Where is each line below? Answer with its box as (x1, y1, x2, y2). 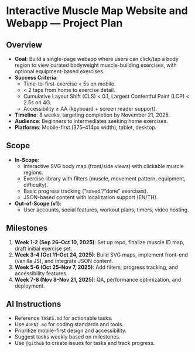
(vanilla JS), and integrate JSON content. (14, 257, 114, 264)
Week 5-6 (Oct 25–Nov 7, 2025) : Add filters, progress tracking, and (14, 264, 179, 271)
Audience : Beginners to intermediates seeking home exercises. (14, 118, 168, 124)
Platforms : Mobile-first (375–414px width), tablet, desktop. (14, 124, 157, 131)
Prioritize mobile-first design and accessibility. (14, 327, 127, 334)
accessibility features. (14, 269, 68, 276)
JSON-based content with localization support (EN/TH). (23, 193, 158, 200)
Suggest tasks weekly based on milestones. (14, 333, 121, 340)
